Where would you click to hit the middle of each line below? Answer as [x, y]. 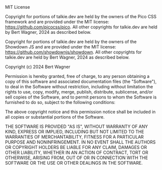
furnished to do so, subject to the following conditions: [60, 102]
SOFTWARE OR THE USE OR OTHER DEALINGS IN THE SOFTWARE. [74, 163]
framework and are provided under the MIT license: [57, 22]
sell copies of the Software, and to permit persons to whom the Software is [81, 97]
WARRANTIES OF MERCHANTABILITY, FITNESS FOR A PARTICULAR [74, 137]
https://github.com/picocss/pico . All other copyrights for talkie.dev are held [81, 27]
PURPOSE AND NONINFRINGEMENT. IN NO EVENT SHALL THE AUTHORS [81, 142]
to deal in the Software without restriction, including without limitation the [79, 87]
